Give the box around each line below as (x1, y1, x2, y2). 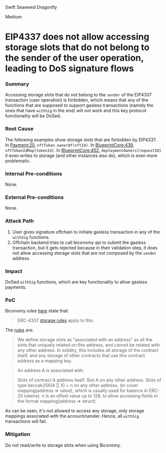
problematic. (5, 157, 31, 163)
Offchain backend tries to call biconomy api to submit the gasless (12, 239, 146, 245)
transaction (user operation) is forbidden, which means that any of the (5, 97, 149, 103)
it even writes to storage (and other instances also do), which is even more (5, 152, 158, 158)
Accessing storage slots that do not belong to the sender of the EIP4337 (5, 92, 152, 98)
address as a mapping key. (17, 358, 72, 364)
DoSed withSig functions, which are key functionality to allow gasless (5, 279, 148, 285)
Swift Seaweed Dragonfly (5, 4, 57, 10)
